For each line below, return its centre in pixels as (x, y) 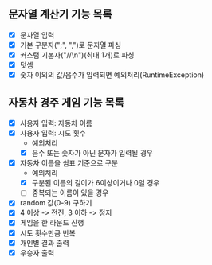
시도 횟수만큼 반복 (47, 232)
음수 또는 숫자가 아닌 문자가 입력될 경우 (92, 153)
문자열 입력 (37, 35)
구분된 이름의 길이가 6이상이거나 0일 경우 (96, 183)
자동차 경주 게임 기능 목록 (67, 102)
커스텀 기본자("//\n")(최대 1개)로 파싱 (77, 55)
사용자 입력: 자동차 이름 (56, 123)
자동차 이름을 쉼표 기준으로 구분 (69, 163)
